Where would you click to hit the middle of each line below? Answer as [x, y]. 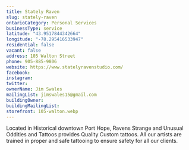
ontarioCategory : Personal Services [51, 23]
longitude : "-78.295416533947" [45, 39]
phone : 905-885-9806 [32, 61]
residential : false [30, 45]
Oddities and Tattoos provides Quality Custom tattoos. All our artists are [94, 135]
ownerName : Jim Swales [34, 89]
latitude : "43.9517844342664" [44, 34]
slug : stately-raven [32, 17]
